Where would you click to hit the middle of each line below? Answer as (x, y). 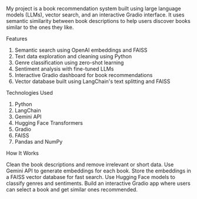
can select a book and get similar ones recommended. (72, 190)
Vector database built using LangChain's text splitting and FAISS (92, 81)
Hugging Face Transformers (49, 123)
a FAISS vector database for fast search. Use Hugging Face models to (91, 177)
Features (17, 39)
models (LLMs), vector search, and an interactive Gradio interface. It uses (95, 15)
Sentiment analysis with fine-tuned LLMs (64, 69)
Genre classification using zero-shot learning (69, 62)
